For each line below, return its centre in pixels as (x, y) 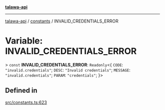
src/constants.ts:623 (26, 102)
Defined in (21, 91)
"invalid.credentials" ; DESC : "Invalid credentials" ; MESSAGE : (68, 70)
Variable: (24, 41)
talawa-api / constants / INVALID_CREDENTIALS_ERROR (62, 21)
